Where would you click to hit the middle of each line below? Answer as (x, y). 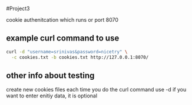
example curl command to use (63, 38)
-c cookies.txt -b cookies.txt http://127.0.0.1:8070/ (80, 57)
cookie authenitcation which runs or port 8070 (62, 20)
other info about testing (50, 75)
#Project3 (18, 9)
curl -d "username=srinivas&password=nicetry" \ (67, 52)
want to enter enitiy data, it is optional (52, 96)
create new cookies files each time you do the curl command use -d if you (96, 90)
